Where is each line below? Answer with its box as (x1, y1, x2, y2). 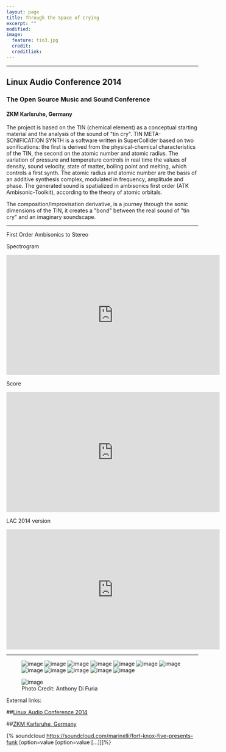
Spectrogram (6, 243, 40, 250)
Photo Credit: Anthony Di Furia (21, 685, 98, 692)
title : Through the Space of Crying (6, 15, 99, 21)
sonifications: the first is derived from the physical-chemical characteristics (6, 143, 196, 151)
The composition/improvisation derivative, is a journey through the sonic (6, 201, 188, 208)
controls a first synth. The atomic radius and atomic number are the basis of (6, 169, 197, 177)
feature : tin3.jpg (12, 37, 59, 43)
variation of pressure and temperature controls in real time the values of (6, 156, 187, 163)
